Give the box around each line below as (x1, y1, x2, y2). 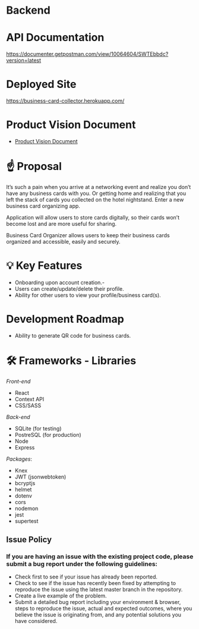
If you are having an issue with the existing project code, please (6, 552, 194, 561)
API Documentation (6, 31, 105, 45)
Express (14, 444, 35, 451)
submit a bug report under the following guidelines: (6, 560, 158, 568)
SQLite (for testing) (14, 424, 62, 432)
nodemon (14, 505, 39, 512)
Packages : (6, 455, 33, 463)
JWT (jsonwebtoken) (14, 473, 67, 480)
